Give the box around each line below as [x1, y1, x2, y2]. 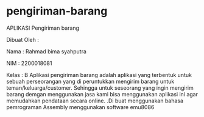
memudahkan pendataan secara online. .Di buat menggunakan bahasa [6, 97, 184, 104]
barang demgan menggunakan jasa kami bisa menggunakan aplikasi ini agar [6, 90, 198, 98]
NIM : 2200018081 [6, 59, 52, 67]
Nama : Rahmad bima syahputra [6, 47, 87, 55]
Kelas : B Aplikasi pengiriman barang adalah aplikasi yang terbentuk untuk [6, 71, 192, 78]
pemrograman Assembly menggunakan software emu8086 [6, 103, 155, 110]
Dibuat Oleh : [6, 36, 40, 43]
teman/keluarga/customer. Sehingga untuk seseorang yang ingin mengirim [6, 84, 194, 92]
